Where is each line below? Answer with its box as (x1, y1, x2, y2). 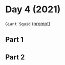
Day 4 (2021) (5, 4, 61, 15)
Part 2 (5, 53, 25, 61)
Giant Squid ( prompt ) (5, 20, 51, 27)
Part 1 (5, 35, 24, 44)
